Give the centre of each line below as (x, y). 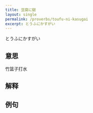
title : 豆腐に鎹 (20, 10)
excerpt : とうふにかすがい (30, 24)
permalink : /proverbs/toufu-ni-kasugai (47, 19)
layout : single (21, 14)
